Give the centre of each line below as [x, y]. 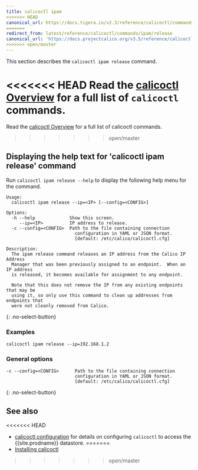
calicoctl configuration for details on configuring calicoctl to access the [103, 437]
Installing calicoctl [37, 449]
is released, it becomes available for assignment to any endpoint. [97, 275]
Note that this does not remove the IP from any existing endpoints [97, 285]
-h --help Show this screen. [63, 218]
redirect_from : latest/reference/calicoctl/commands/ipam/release [89, 34]
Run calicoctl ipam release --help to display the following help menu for [96, 180]
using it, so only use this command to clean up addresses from [92, 295]
